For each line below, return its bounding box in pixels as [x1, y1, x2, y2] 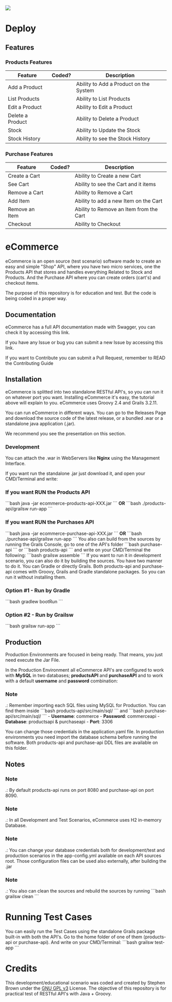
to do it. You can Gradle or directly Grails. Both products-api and [5, 563, 141, 569]
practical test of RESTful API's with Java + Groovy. [5, 990, 112, 996]
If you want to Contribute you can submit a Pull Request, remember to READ [5, 355, 165, 361]
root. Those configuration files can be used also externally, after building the [5, 858, 166, 864]
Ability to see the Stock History [76, 135, 150, 142]
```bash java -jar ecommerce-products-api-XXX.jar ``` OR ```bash [5, 500, 141, 507]
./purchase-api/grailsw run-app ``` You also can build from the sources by [5, 535, 161, 542]
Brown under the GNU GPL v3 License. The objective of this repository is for [5, 985, 166, 991]
